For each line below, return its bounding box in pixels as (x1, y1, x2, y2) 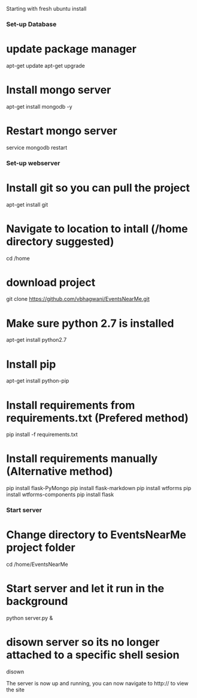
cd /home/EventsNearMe (6, 561, 68, 568)
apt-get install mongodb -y (6, 103, 73, 110)
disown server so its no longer (6, 636, 160, 649)
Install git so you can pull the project (6, 181, 190, 195)
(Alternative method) (6, 465, 113, 478)
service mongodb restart (6, 144, 68, 151)
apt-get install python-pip (6, 377, 69, 384)
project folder (6, 541, 76, 554)
